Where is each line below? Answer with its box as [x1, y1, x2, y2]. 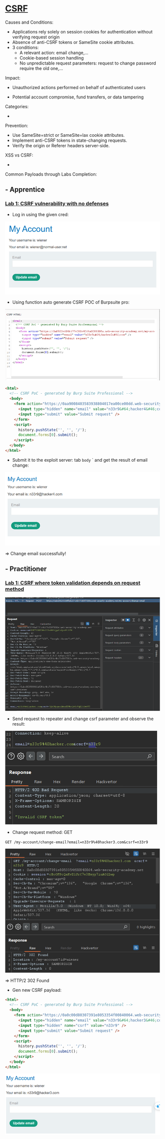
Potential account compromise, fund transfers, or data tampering [12, 94, 144, 100]
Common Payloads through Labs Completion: [5, 171, 97, 177]
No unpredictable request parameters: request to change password [19, 60, 156, 66]
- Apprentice [5, 186, 45, 194]
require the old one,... [19, 65, 63, 71]
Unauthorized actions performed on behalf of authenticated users [12, 84, 146, 90]
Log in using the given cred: [12, 211, 69, 217]
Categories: [5, 103, 29, 109]
